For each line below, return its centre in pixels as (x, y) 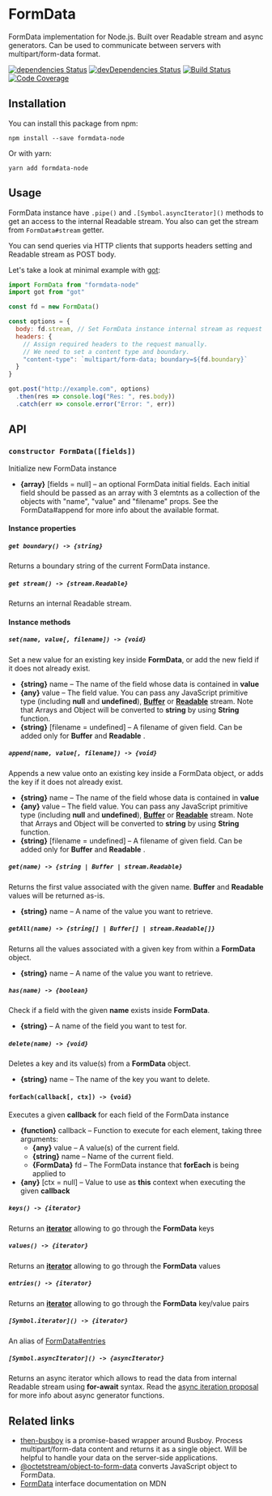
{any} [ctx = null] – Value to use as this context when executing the (133, 1182)
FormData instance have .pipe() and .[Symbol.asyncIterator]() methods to (136, 213)
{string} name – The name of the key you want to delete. (115, 1080)
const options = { (39, 321)
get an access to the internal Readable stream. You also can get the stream (134, 221)
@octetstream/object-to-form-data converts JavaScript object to (128, 1467)
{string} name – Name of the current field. (103, 1156)
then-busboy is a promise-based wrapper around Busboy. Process (131, 1441)
